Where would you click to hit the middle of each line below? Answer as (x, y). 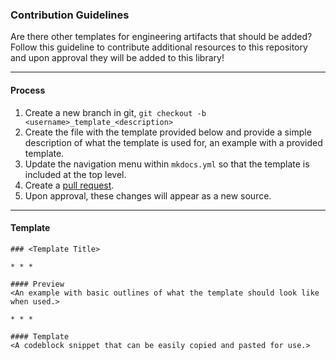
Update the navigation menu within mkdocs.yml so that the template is (167, 164)
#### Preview (37, 284)
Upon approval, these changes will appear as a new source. (148, 195)
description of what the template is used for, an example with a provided (173, 142)
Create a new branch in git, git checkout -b (115, 112)
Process (28, 90)
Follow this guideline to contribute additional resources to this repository (159, 47)
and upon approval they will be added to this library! (117, 58)
